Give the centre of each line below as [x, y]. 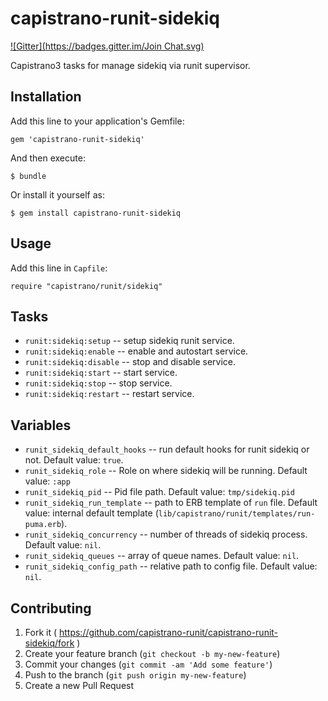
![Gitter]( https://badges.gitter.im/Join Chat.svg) [107, 46]
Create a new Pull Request [79, 685]
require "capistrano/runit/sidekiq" [86, 286]
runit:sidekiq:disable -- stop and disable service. [130, 362]
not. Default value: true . [74, 460]
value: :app [47, 481]
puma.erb [43, 525]
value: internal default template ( [91, 513]
